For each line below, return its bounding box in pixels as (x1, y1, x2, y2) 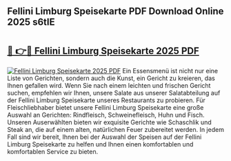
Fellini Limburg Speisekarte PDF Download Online (7, 6, 224, 17)
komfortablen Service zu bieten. (7, 148, 99, 155)
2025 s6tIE (7, 17, 55, 28)
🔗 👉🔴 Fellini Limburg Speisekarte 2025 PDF (7, 45, 200, 57)
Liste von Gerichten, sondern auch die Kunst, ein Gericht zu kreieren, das (7, 74, 215, 82)
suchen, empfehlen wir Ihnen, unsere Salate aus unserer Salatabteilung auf (7, 89, 221, 97)
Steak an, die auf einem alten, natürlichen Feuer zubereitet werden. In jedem (7, 126, 224, 133)
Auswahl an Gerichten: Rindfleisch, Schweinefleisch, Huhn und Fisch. (7, 111, 205, 119)
